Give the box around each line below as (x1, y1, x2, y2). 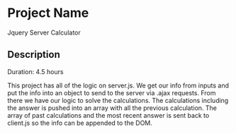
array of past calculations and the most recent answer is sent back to (7, 111, 210, 119)
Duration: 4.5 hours (7, 67, 64, 75)
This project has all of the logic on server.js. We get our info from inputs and (7, 81, 229, 90)
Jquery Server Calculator (7, 28, 82, 37)
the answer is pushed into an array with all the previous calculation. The (7, 104, 218, 112)
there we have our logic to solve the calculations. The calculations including (7, 96, 229, 104)
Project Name (7, 5, 89, 21)
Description (7, 49, 60, 61)
